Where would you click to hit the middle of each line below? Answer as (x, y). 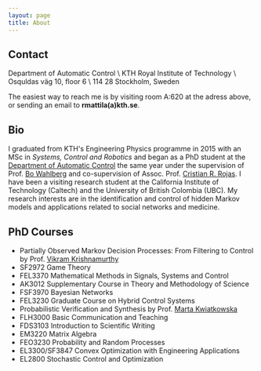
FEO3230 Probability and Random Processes (92, 342)
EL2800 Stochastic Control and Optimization (91, 358)
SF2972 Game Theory (55, 267)
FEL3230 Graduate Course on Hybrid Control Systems (107, 300)
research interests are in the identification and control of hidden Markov (124, 199)
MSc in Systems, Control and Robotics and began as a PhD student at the (127, 157)
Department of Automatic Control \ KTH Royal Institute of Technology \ (122, 73)
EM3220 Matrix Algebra (58, 333)
